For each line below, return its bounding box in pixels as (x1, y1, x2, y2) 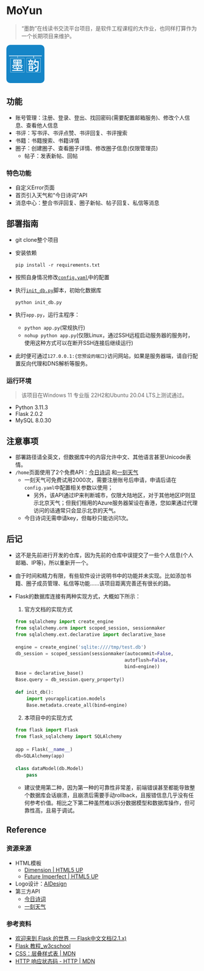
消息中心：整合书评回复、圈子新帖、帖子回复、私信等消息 (15, 199, 160, 206)
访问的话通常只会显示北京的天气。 (33, 506, 119, 514)
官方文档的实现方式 (24, 605, 73, 613)
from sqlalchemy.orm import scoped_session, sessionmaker (15, 625, 166, 631)
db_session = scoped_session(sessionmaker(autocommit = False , (15, 651, 174, 657)
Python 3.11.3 (15, 404, 49, 411)
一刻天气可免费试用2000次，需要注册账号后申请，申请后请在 (24, 476, 177, 483)
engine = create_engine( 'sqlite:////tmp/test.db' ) (15, 644, 147, 650)
